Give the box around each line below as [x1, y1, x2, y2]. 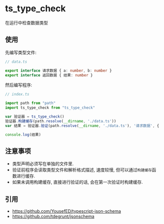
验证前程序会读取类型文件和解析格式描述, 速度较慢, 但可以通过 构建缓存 [12, 167, 152, 173]
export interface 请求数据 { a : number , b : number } [5, 68, 112, 73]
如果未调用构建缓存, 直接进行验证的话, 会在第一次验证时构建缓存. [12, 179, 143, 185]
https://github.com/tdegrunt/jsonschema [12, 214, 94, 220]
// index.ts [5, 92, 29, 97]
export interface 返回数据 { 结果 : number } [5, 73, 93, 77]
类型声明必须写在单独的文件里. [12, 161, 74, 167]
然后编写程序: [5, 82, 33, 88]
